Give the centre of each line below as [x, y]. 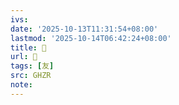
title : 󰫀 [28, 47]
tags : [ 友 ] [32, 66]
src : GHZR [31, 76]
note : [21, 85]
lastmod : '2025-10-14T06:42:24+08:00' [91, 38]
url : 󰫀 [24, 57]
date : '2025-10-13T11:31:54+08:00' [84, 29]
